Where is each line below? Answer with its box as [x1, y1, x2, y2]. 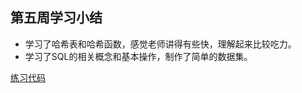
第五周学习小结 [10, 9, 103, 27]
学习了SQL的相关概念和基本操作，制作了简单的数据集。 [24, 50, 253, 62]
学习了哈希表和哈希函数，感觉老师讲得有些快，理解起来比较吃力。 [24, 38, 297, 50]
